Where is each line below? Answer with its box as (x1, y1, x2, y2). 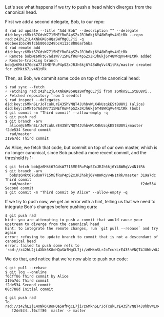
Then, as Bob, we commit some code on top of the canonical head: (5, 75, 140, 81)
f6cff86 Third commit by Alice (5, 274, 69, 279)
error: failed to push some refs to (5, 243, 80, 248)
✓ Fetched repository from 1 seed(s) (5, 93, 82, 98)
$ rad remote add (5, 45, 41, 50)
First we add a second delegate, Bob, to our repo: (5, 19, 105, 24)
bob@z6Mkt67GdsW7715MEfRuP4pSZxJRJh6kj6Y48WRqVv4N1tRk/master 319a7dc (9, 173, 156, 178)
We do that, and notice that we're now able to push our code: (5, 256, 128, 262)
